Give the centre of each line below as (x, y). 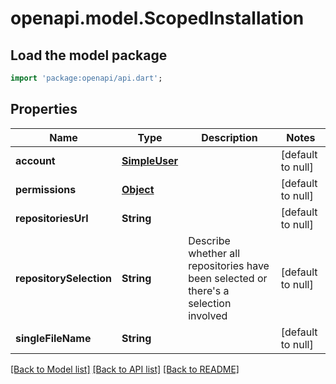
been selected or (228, 278)
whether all (214, 253)
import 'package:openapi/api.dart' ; (86, 78)
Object (138, 189)
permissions (46, 189)
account (35, 160)
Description (229, 137)
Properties (44, 109)
